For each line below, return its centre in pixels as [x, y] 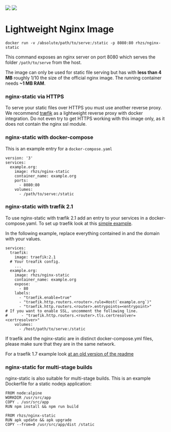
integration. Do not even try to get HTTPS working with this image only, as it [85, 119]
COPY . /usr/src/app [27, 402]
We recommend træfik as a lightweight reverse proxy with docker [74, 113]
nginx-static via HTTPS [35, 96]
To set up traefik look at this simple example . [86, 223]
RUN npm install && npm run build [42, 407]
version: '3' [19, 158]
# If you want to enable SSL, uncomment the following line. [72, 311]
